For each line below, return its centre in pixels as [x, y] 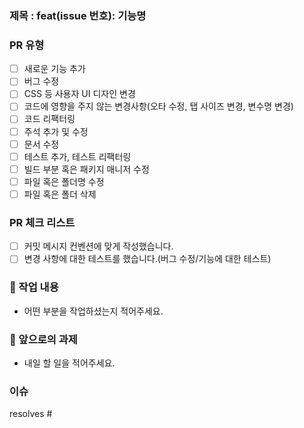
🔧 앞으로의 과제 [43, 339]
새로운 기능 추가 [54, 69]
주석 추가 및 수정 [56, 131]
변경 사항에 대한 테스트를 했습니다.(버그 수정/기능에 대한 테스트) [147, 259]
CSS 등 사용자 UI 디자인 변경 [79, 94]
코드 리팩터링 [49, 119]
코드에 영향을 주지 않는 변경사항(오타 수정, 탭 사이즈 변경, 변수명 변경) [158, 106]
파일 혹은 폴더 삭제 [60, 194]
